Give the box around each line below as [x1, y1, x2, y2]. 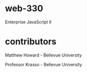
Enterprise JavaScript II [5, 19, 52, 25]
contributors [5, 36, 57, 47]
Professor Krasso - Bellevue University [5, 61, 82, 67]
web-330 [5, 3, 43, 14]
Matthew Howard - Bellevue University [5, 52, 82, 58]
